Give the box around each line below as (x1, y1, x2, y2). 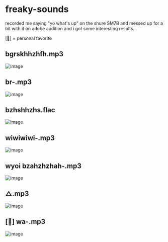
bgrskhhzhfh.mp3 (5, 50, 64, 58)
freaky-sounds (5, 4, 69, 15)
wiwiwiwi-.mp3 (5, 133, 55, 142)
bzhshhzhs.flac (5, 106, 55, 114)
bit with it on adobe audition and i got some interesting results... (5, 25, 137, 31)
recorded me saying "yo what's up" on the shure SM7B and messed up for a (5, 20, 163, 26)
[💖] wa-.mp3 (5, 217, 46, 226)
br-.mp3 (5, 78, 32, 87)
